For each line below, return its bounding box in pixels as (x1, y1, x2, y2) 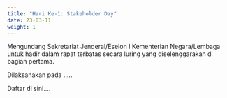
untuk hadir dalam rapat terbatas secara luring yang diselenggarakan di (7, 50, 213, 58)
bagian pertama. (7, 57, 54, 66)
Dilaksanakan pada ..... (7, 71, 73, 79)
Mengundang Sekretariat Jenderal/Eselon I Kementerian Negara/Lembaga (7, 43, 221, 51)
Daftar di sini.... (7, 85, 51, 93)
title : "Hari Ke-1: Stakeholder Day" (7, 10, 117, 17)
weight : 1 (7, 23, 36, 30)
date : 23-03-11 (7, 17, 52, 24)
